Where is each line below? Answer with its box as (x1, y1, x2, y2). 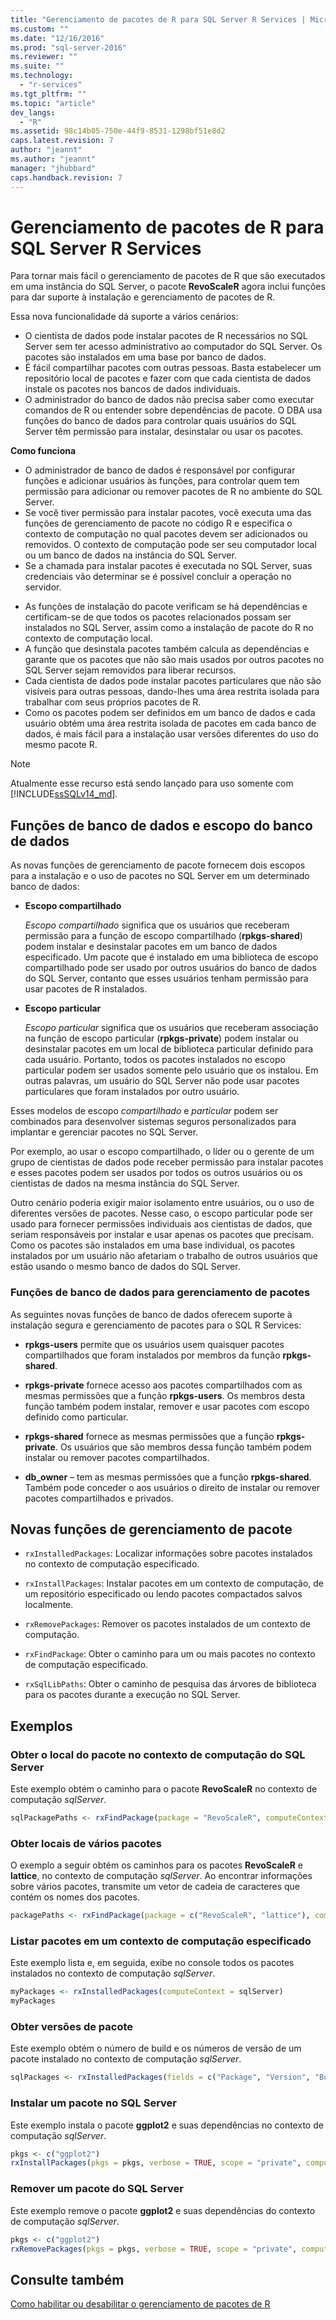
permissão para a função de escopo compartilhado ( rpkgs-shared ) (24, 930, 303, 942)
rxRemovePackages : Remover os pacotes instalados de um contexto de (24, 1618, 311, 1630)
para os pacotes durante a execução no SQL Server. (24, 1689, 241, 1701)
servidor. (24, 581, 62, 593)
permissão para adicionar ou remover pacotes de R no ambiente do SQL (24, 486, 323, 498)
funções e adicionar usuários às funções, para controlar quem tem (24, 475, 300, 487)
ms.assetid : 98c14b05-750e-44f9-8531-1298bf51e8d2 (10, 126, 226, 136)
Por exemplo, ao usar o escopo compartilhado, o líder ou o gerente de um (10, 1146, 315, 1158)
